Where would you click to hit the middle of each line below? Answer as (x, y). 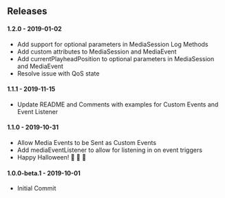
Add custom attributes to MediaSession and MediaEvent (97, 52)
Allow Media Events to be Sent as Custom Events (87, 143)
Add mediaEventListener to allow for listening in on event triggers (110, 150)
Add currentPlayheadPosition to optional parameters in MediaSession (116, 58)
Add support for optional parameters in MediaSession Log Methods (112, 44)
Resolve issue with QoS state (58, 73)
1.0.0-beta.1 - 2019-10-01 (44, 173)
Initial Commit (36, 188)
